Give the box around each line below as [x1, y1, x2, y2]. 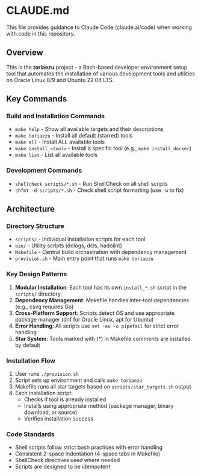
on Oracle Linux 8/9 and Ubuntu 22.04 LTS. [6, 76, 114, 83]
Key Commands [6, 94, 67, 104]
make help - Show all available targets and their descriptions [14, 125, 164, 133]
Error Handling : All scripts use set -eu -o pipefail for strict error [14, 322, 179, 329]
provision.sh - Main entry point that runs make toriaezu [14, 255, 154, 262]
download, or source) [23, 408, 78, 416]
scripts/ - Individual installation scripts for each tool [14, 236, 146, 243]
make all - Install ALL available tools [14, 138, 105, 145]
